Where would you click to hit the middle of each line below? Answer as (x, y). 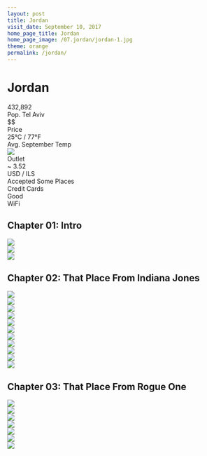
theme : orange (28, 46)
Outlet (16, 159)
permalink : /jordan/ (37, 53)
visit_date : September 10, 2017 (54, 27)
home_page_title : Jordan (43, 33)
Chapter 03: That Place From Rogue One (97, 387)
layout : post (26, 14)
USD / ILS (21, 173)
